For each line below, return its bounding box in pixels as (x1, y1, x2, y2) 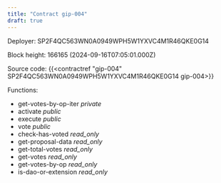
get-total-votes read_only (17, 145, 93, 153)
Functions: (7, 85, 38, 94)
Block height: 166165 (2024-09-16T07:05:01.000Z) (7, 51, 156, 59)
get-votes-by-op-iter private (17, 99, 102, 108)
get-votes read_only (17, 152, 77, 161)
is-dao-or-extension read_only (17, 167, 108, 176)
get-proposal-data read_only (17, 137, 103, 146)
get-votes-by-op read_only (17, 160, 98, 168)
